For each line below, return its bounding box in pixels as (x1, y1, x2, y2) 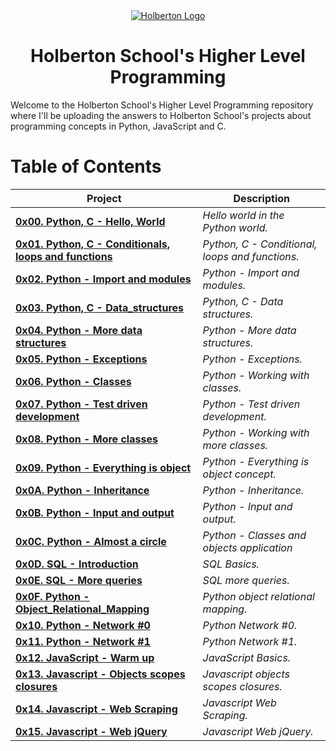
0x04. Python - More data (15, 323, 143, 337)
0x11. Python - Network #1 (15, 634, 151, 648)
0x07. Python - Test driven (15, 397, 148, 411)
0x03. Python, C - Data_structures (15, 300, 185, 314)
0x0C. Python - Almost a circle (15, 534, 167, 548)
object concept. (202, 467, 277, 481)
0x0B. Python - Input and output (15, 505, 175, 519)
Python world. (202, 220, 268, 234)
